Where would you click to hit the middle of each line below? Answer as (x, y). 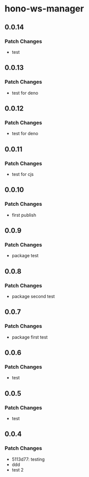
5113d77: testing (28, 459)
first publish (24, 215)
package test (25, 256)
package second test (33, 296)
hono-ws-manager (44, 9)
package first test (30, 337)
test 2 (18, 470)
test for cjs (23, 174)
